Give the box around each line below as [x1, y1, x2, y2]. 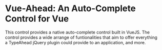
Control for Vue [5, 13, 69, 24]
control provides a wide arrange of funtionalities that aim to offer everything [5, 34, 158, 40]
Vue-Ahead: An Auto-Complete [5, 3, 136, 14]
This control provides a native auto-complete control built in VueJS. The [5, 29, 150, 35]
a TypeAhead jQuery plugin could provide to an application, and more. [5, 39, 146, 45]
